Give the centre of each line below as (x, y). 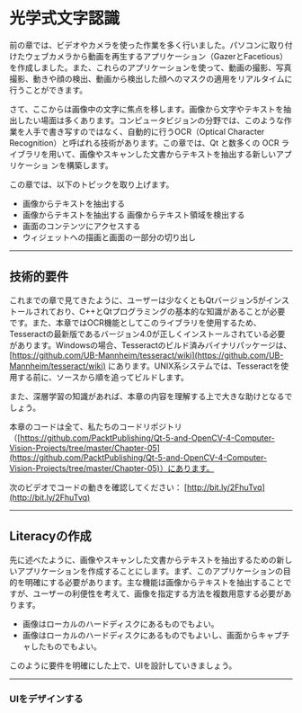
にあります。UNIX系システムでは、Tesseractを (194, 366)
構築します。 (90, 165)
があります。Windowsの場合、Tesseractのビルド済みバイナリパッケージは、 (151, 345)
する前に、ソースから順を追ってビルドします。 (102, 377)
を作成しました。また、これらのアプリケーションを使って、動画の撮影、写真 (151, 67)
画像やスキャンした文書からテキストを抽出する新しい (178, 154)
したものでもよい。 (66, 646)
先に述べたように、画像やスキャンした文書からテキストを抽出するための (143, 559)
